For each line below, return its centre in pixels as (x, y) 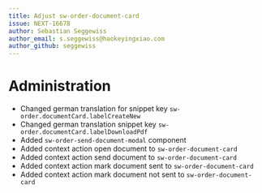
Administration (60, 86)
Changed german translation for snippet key (94, 109)
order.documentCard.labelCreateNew (80, 117)
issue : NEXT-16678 (39, 24)
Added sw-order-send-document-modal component (103, 140)
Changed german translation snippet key (88, 124)
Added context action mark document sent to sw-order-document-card (137, 166)
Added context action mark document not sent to (102, 174)
